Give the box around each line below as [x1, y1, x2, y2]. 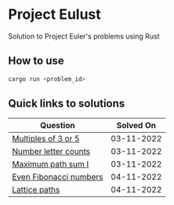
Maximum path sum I [12, 159, 89, 170]
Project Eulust [8, 5, 102, 24]
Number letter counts [12, 146, 91, 157]
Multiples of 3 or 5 [12, 134, 80, 145]
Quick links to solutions [8, 97, 125, 111]
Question [40, 120, 76, 131]
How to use [8, 54, 64, 68]
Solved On [116, 120, 157, 131]
